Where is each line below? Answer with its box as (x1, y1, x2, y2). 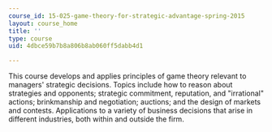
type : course (8, 34, 53, 43)
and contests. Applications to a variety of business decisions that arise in (8, 106, 253, 116)
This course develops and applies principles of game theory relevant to (8, 71, 247, 81)
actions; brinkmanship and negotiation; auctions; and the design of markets (8, 97, 261, 107)
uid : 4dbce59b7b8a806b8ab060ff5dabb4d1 (8, 42, 144, 50)
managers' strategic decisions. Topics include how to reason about (8, 80, 233, 90)
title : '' (8, 27, 42, 35)
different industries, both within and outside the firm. (8, 114, 184, 124)
